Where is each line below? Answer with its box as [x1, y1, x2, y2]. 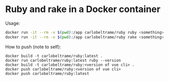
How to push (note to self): [5, 44, 61, 50]
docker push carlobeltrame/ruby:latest [5, 71, 90, 76]
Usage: [5, 20, 20, 26]
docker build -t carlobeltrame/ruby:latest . [5, 53, 103, 58]
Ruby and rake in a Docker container [5, 4, 161, 15]
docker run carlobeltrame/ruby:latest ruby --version [5, 58, 121, 63]
